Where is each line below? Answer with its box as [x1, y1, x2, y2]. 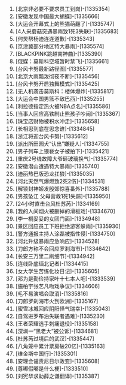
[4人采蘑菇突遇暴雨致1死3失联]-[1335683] [15, 28, 119, 35]
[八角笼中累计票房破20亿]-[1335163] [15, 342, 105, 350]
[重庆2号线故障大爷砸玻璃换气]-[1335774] [15, 155, 118, 162]
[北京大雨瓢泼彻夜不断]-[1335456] [15, 73, 100, 80]
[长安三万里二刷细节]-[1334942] [15, 252, 95, 260]
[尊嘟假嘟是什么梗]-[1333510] [15, 365, 88, 372]
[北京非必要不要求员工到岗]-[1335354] [15, 5, 110, 12]
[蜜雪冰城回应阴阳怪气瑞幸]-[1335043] [15, 305, 110, 312]
